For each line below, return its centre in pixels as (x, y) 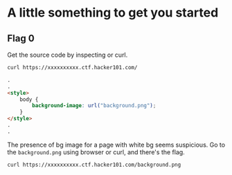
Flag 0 (21, 38)
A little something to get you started (113, 13)
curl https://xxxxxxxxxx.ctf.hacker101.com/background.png (94, 165)
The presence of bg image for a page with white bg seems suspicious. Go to (116, 145)
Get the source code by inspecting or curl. (68, 55)
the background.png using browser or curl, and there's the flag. (96, 152)
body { (29, 99)
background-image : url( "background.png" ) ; (94, 106)
